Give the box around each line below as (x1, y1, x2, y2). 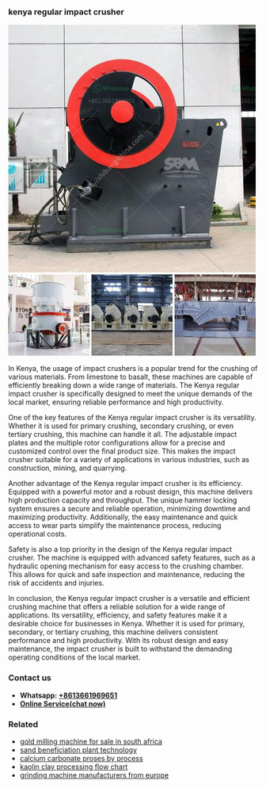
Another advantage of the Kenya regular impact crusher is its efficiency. (8, 479, 243, 488)
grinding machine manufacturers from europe (19, 770, 169, 779)
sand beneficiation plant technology (19, 744, 137, 755)
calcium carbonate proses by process (19, 753, 144, 763)
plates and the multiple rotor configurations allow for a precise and (8, 438, 226, 448)
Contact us (8, 672, 51, 683)
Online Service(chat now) (19, 698, 106, 708)
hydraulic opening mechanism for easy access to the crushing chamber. (8, 561, 244, 571)
